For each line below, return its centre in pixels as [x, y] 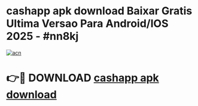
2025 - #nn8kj [42, 36]
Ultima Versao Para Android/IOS [87, 24]
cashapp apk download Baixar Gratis [99, 11]
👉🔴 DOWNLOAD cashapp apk [83, 78]
